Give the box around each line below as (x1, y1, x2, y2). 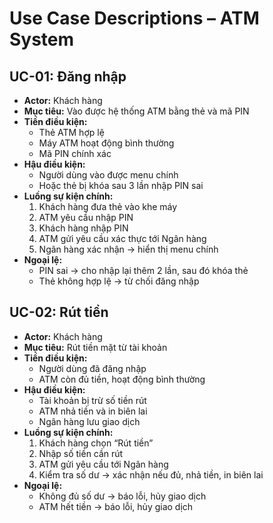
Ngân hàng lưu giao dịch (38, 415, 141, 427)
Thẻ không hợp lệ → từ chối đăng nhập (38, 275, 200, 287)
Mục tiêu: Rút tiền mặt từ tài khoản (23, 341, 168, 353)
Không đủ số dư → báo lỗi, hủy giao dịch (38, 490, 207, 502)
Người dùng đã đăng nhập (38, 362, 147, 374)
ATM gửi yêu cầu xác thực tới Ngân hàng (38, 233, 207, 244)
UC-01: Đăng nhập (9, 68, 127, 85)
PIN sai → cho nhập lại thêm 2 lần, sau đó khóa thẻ (38, 265, 249, 276)
